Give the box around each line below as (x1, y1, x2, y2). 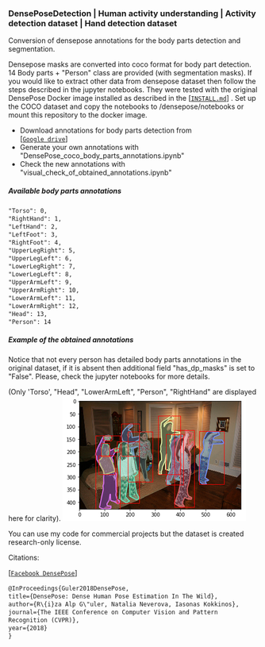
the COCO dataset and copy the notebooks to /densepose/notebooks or (8, 102, 244, 111)
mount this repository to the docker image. (8, 110, 148, 120)
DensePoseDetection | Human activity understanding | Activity (8, 8, 256, 19)
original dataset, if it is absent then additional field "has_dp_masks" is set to (8, 364, 255, 373)
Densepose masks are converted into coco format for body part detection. (8, 60, 252, 69)
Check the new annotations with (19, 160, 125, 169)
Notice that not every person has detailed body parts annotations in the (8, 355, 242, 364)
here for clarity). (8, 514, 61, 523)
